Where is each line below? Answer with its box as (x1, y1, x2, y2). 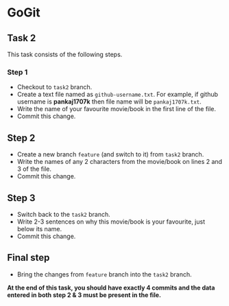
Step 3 (7, 192, 36, 204)
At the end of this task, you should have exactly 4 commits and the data (7, 283, 215, 292)
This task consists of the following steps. (7, 50, 123, 58)
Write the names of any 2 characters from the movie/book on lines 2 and (16, 158, 223, 166)
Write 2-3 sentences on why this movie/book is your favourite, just (16, 217, 206, 226)
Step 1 (7, 67, 28, 77)
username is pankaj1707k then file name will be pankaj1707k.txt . (16, 97, 202, 106)
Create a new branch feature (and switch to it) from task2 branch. (16, 150, 204, 158)
